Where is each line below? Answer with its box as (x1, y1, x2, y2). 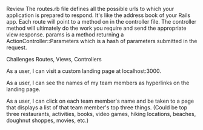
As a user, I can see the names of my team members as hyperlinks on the (6, 79, 190, 86)
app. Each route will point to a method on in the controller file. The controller (6, 18, 197, 25)
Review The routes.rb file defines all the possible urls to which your (6, 5, 175, 12)
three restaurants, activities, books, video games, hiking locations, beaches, (6, 111, 196, 117)
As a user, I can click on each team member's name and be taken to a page (6, 97, 195, 104)
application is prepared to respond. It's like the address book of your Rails (6, 12, 191, 19)
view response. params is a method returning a (6, 31, 124, 38)
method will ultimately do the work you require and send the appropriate (6, 24, 187, 32)
